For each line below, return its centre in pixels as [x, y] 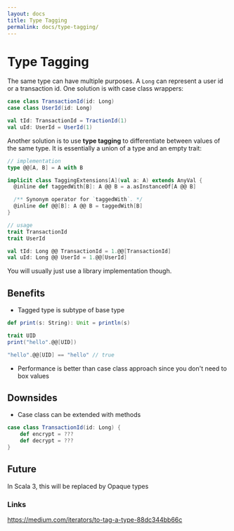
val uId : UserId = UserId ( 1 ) [50, 127]
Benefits [26, 293]
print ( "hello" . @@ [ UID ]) [42, 342]
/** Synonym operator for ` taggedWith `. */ [78, 200]
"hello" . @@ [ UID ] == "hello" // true [61, 355]
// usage [20, 225]
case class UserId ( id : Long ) [50, 108]
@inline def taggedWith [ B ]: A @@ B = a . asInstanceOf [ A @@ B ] [105, 187]
